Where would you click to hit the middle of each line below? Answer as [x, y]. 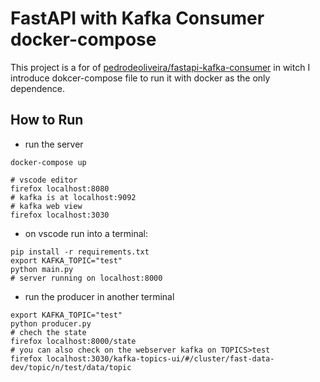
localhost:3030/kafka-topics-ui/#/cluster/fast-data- [160, 358]
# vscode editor [44, 180]
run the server [54, 144]
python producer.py [51, 323]
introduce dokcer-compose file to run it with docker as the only [140, 78]
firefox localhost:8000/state [73, 341]
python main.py [42, 269]
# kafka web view [46, 206]
